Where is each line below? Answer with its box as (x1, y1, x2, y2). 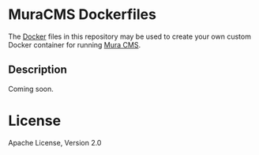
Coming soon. (8, 84, 54, 93)
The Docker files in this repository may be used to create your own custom (8, 32, 251, 41)
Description (8, 63, 67, 77)
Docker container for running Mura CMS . (8, 40, 141, 49)
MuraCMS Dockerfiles (8, 6, 156, 24)
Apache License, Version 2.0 (8, 138, 102, 147)
